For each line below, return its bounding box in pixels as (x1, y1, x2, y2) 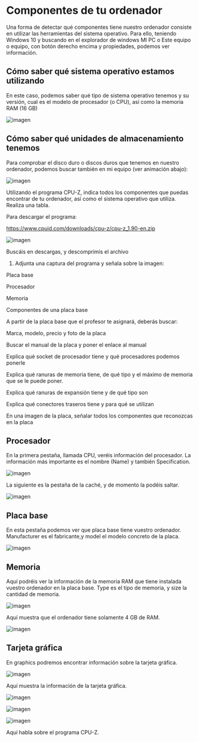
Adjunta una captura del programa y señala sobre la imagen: (14, 260, 165, 267)
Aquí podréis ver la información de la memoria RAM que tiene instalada (6, 578, 182, 585)
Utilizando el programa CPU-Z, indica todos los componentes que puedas (6, 189, 189, 196)
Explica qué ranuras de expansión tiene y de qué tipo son (6, 389, 148, 396)
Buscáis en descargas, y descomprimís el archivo (6, 248, 129, 255)
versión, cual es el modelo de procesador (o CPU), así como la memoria (6, 98, 184, 105)
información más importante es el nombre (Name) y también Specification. (6, 458, 191, 466)
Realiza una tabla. (6, 201, 50, 208)
